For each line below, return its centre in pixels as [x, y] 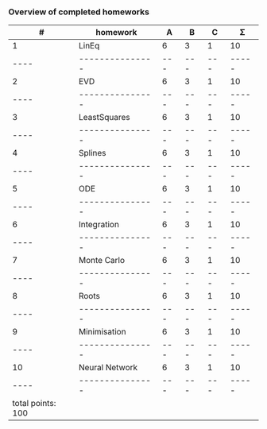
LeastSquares [104, 118]
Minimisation [102, 332]
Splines [92, 153]
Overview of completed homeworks [79, 12]
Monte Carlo [102, 261]
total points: [34, 404]
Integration [99, 225]
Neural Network [108, 368]
